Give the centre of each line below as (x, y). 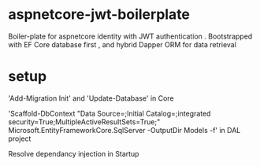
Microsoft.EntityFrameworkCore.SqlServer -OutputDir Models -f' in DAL (124, 130)
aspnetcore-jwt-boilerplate (99, 15)
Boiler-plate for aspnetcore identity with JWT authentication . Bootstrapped (130, 36)
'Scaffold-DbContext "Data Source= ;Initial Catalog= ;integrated (110, 113)
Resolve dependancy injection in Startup (74, 153)
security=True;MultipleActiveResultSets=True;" (84, 122)
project (20, 138)
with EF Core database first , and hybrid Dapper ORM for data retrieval (122, 44)
